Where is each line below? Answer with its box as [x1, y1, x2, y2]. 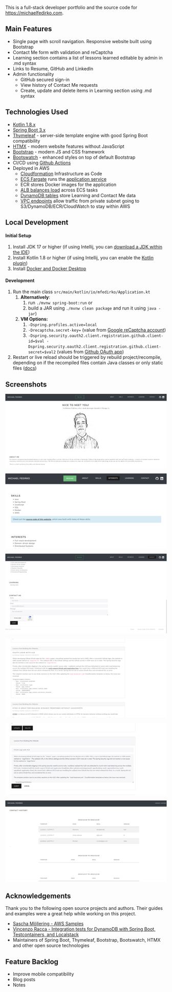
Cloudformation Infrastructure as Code [20, 170, 102, 177]
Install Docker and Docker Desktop [12, 265, 87, 272]
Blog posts [12, 977, 36, 983]
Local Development [5, 218, 69, 227]
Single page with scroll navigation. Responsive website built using [12, 38, 152, 44]
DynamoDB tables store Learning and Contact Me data [20, 192, 136, 198]
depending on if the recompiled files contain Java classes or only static [12, 359, 163, 366]
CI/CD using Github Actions [12, 159, 71, 166]
